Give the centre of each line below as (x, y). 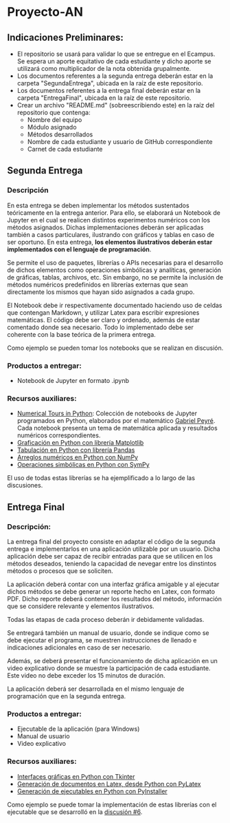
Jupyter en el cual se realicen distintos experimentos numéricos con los (109, 220)
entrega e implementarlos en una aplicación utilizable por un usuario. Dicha (114, 549)
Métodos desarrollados (60, 134)
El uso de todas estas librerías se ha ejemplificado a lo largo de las (101, 478)
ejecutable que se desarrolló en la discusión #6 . (75, 812)
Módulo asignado (52, 127)
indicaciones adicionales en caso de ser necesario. (80, 647)
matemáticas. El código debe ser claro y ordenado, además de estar (104, 320)
